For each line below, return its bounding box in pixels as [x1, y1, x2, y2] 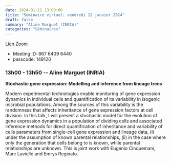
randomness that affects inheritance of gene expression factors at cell [5, 107, 154, 113]
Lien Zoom [5, 41, 28, 47]
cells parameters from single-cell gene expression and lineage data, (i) [5, 129, 155, 135]
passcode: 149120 [12, 56, 51, 62]
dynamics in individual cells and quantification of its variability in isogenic [5, 96, 160, 102]
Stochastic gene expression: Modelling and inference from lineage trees [5, 81, 162, 87]
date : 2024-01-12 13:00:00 [5, 7, 63, 13]
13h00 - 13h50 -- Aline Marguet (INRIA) [5, 69, 105, 76]
